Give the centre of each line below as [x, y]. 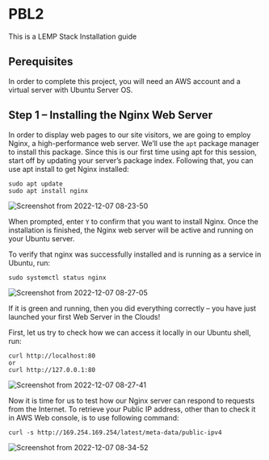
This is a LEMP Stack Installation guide [73, 36]
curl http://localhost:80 [52, 356]
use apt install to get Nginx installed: [69, 169]
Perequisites [41, 62]
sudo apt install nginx [48, 190]
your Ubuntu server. [42, 238]
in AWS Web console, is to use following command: [94, 417]
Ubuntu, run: [29, 262]
